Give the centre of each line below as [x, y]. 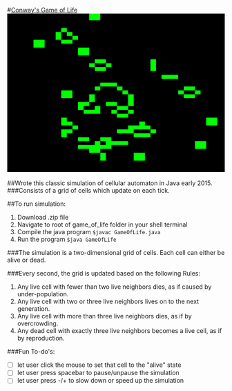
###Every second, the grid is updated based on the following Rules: [104, 274]
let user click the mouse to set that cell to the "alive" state [99, 365]
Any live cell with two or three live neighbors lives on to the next [108, 302]
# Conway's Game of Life [42, 10]
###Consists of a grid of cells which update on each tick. [89, 191]
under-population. [43, 294]
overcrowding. [38, 323]
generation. [33, 309]
